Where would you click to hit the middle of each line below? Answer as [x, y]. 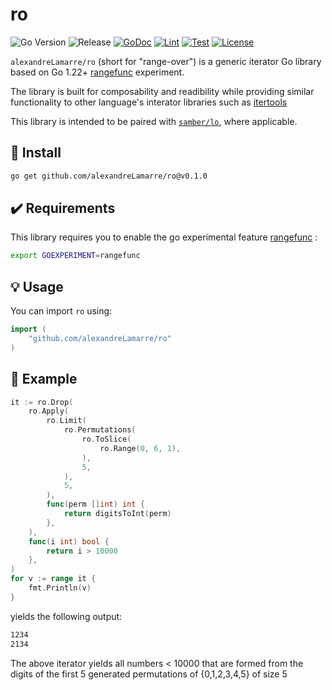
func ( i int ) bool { [69, 541]
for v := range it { [53, 579]
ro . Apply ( [49, 411]
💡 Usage [37, 286]
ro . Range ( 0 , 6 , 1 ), [140, 448]
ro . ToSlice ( [106, 439]
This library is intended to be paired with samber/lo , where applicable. [154, 121]
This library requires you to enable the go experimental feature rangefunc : [164, 237]
